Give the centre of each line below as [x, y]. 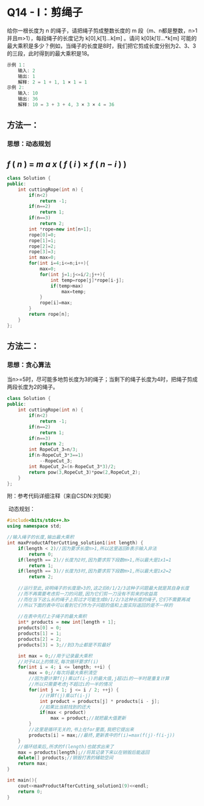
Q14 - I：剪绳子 [45, 12]
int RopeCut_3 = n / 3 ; [54, 450]
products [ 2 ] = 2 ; [40, 639]
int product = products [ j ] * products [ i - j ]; [100, 701]
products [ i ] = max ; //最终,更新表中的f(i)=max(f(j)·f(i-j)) [102, 735]
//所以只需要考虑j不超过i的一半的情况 [71, 684]
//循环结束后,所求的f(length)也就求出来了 [66, 747]
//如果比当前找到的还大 [65, 707]
